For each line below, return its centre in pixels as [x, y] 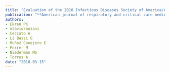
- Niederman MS [21, 52]
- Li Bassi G [19, 39]
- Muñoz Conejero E [26, 43]
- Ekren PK [17, 24]
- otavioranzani [22, 29]
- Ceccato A [18, 33]
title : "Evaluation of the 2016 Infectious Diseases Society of [74, 10]
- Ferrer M [17, 48]
